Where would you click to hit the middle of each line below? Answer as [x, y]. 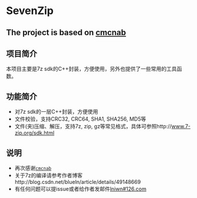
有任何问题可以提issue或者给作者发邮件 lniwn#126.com [81, 189]
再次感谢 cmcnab [33, 168]
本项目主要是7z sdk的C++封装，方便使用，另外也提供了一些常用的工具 [91, 69]
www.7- [181, 127]
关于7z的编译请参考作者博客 [49, 175]
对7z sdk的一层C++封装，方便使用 [56, 112]
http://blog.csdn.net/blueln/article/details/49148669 [78, 182]
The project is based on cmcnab [66, 33]
